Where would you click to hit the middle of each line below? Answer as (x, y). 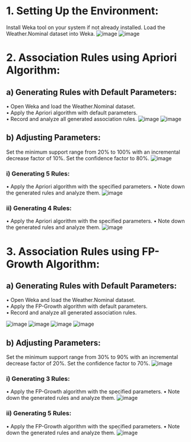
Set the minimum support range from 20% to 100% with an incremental (93, 152)
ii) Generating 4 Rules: (39, 208)
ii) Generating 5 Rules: (39, 414)
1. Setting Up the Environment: (82, 11)
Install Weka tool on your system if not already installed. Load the (86, 27)
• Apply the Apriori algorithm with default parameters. (72, 112)
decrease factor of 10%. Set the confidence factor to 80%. (78, 158)
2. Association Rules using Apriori (92, 58)
